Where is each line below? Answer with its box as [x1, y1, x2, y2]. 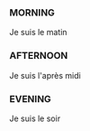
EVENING [9, 92, 51, 105]
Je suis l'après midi [9, 70, 81, 80]
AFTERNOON [9, 50, 68, 62]
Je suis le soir [9, 113, 61, 124]
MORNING [9, 6, 56, 19]
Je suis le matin [9, 27, 67, 38]
